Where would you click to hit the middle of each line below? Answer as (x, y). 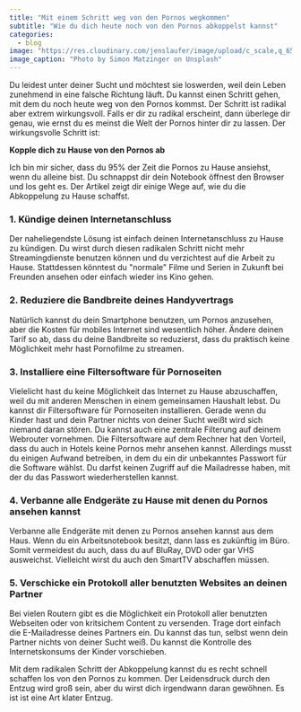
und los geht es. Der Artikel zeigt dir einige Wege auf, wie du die (128, 186)
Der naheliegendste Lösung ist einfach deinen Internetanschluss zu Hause (146, 239)
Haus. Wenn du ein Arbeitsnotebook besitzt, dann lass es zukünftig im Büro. (150, 541)
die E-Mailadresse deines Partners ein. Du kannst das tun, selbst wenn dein (149, 633)
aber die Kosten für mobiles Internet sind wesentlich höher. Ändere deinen (146, 330)
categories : (31, 34)
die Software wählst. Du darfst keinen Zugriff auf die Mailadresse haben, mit (150, 467)
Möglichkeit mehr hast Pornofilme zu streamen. (97, 348)
